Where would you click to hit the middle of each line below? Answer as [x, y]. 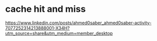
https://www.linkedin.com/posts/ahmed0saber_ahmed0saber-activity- [78, 23]
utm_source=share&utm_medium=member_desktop [59, 33]
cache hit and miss [45, 9]
